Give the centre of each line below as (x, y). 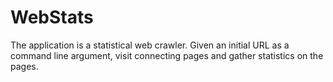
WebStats (52, 17)
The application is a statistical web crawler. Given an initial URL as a (150, 45)
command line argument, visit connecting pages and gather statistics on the (167, 55)
